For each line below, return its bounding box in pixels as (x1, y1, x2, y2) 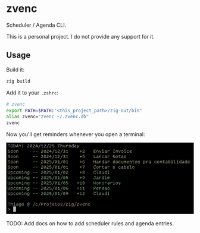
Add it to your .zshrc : (6, 89, 58, 96)
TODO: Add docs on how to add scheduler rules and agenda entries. (6, 220, 174, 227)
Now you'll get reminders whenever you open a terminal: (6, 131, 145, 138)
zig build (6, 78, 31, 84)
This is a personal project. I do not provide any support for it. (6, 33, 155, 40)
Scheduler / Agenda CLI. (6, 21, 67, 29)
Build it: (6, 66, 25, 73)
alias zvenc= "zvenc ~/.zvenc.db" (6, 114, 89, 120)
